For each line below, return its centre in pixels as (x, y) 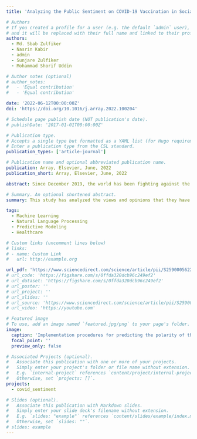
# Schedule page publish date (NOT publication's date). (77, 119)
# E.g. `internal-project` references (56, 373)
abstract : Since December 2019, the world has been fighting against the (98, 184)
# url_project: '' (28, 292)
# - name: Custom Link (34, 254)
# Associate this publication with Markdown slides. (74, 406)
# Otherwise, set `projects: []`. (51, 379)
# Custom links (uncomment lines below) (56, 243)
